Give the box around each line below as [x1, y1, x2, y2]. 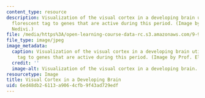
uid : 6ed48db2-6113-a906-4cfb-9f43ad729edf [6, 83, 119, 89]
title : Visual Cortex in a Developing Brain [6, 77, 121, 83]
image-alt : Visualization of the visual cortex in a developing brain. [12, 65, 198, 72]
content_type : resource [6, 9, 67, 15]
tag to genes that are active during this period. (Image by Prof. [17, 54, 192, 60]
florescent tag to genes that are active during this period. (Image [12, 20, 192, 26]
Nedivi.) [12, 26, 34, 32]
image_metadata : [6, 43, 48, 49]
